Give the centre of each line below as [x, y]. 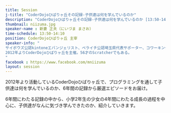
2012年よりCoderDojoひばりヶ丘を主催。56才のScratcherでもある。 [69, 52]
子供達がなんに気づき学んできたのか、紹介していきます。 [78, 105]
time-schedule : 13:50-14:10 [35, 34]
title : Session [21, 10]
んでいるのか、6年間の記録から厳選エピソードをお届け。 [91, 88]
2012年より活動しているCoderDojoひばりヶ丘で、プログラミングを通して [82, 82]
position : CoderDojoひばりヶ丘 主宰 [41, 39]
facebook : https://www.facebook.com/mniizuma [55, 62]
